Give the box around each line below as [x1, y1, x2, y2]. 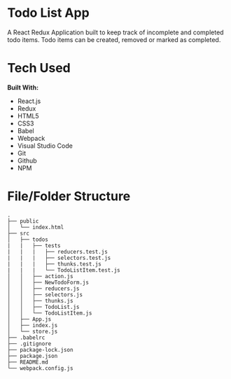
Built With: [7, 83, 39, 92]
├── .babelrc [7, 334, 45, 341]
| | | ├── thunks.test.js [7, 261, 101, 268]
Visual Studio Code [17, 142, 73, 150]
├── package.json [7, 352, 58, 359]
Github [17, 156, 37, 165]
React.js [17, 97, 41, 105]
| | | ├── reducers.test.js [7, 248, 108, 255]
